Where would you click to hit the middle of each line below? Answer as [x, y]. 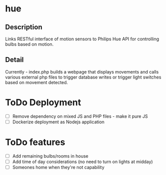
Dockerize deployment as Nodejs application [58, 122]
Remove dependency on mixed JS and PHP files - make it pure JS [80, 116]
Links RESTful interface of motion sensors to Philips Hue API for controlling [82, 39]
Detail [14, 60]
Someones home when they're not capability [58, 167]
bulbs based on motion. [29, 44]
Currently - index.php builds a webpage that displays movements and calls [82, 72]
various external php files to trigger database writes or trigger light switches [83, 77]
